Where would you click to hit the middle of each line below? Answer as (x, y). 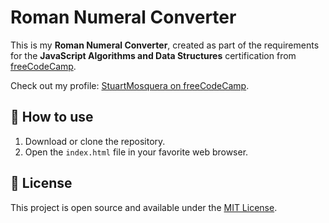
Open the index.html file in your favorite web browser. (136, 152)
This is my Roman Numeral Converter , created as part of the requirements (165, 45)
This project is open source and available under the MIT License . (144, 207)
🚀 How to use (52, 117)
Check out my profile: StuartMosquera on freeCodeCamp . (130, 85)
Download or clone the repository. (95, 141)
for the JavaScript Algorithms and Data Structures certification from (153, 55)
